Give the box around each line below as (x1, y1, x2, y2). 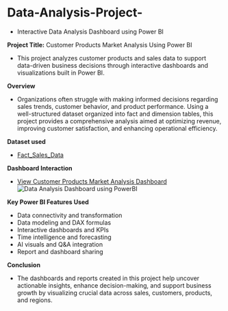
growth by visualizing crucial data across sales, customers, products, (16, 288, 212, 297)
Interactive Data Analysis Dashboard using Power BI (16, 27, 164, 36)
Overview (7, 82, 36, 90)
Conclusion (7, 260, 41, 269)
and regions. (16, 296, 53, 304)
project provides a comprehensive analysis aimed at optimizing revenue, (16, 116, 222, 125)
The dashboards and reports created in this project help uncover (16, 274, 200, 282)
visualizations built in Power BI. (16, 69, 105, 77)
